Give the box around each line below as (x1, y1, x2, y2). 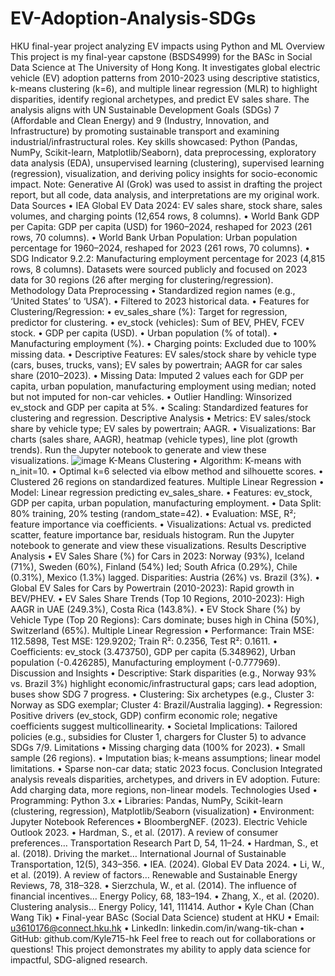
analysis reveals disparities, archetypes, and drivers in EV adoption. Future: (10, 773, 321, 785)
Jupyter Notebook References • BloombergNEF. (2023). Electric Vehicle (10, 815, 308, 827)
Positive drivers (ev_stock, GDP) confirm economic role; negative (10, 709, 278, 721)
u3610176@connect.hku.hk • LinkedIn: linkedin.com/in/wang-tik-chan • (10, 922, 305, 934)
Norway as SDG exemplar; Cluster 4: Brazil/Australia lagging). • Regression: (10, 698, 323, 711)
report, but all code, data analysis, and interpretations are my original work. (10, 188, 320, 201)
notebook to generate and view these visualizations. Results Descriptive (10, 539, 307, 551)
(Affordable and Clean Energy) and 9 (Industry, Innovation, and (10, 114, 270, 126)
